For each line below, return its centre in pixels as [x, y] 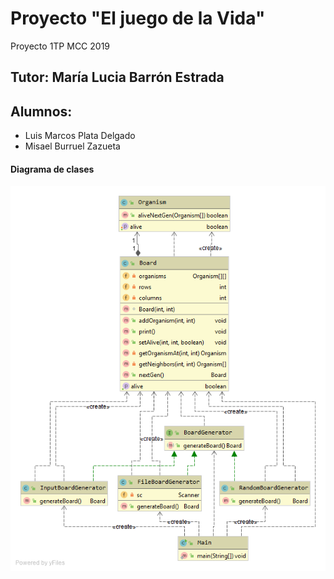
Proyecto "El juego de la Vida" [138, 18]
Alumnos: [41, 111]
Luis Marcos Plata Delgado [80, 136]
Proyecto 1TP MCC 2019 [60, 46]
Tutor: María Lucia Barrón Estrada [117, 77]
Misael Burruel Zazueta [72, 146]
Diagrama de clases [52, 169]
